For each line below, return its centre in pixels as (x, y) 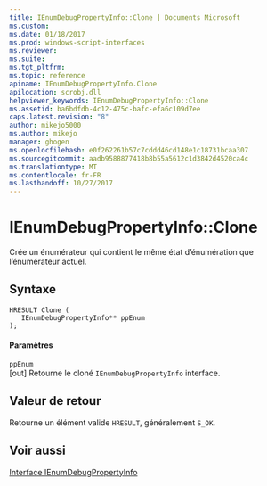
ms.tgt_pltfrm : (37, 68)
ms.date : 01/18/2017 (48, 34)
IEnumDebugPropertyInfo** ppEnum (83, 317)
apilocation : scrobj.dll (55, 92)
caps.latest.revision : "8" (59, 117)
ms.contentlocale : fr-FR (55, 175)
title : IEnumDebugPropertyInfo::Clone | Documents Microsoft (125, 17)
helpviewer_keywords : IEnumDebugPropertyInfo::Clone (109, 100)
